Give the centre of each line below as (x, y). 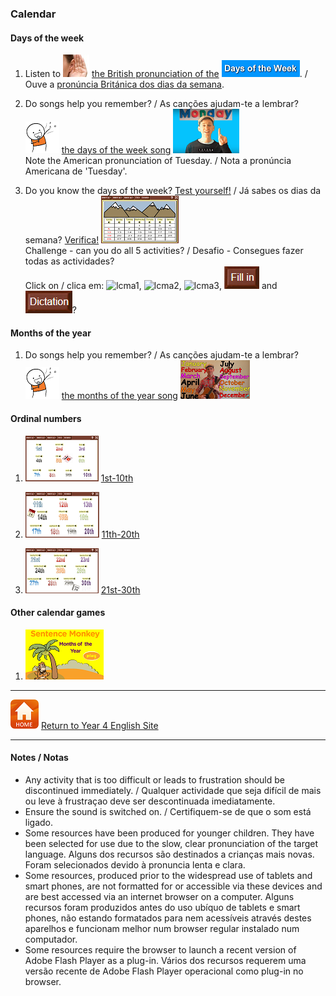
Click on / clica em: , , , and (151, 286)
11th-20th (120, 534)
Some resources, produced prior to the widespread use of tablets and (168, 875)
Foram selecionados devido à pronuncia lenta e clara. (135, 864)
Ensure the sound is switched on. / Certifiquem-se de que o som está (168, 811)
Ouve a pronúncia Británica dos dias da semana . (124, 84)
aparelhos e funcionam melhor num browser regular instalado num (162, 928)
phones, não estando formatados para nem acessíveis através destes (168, 918)
